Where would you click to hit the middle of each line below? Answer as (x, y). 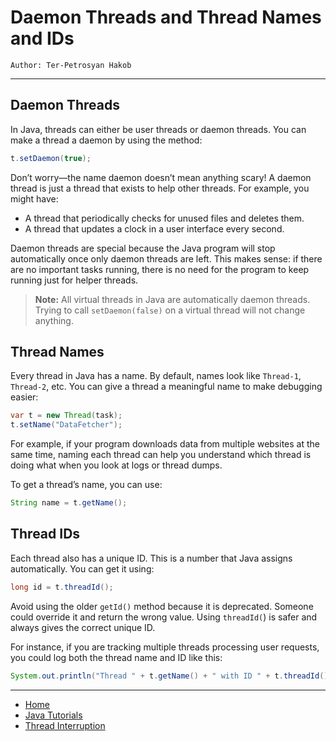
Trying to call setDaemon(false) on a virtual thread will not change (170, 310)
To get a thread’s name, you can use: (86, 485)
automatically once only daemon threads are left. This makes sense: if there (166, 258)
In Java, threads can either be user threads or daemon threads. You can (158, 129)
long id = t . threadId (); (62, 587)
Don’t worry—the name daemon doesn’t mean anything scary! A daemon (161, 177)
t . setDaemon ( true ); (51, 158)
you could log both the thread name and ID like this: (116, 657)
